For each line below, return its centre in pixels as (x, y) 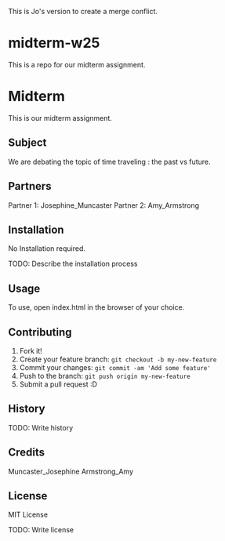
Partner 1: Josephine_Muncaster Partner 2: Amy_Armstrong (104, 205)
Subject (27, 143)
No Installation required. (47, 249)
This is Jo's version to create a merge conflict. (83, 11)
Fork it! (31, 350)
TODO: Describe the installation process (73, 264)
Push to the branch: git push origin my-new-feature (105, 376)
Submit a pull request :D (58, 384)
